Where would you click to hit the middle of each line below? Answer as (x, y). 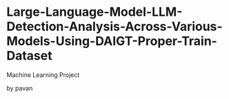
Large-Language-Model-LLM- (94, 12)
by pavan (20, 88)
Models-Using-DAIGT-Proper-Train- (112, 41)
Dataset (29, 56)
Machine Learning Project (43, 75)
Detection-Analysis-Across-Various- (114, 26)
